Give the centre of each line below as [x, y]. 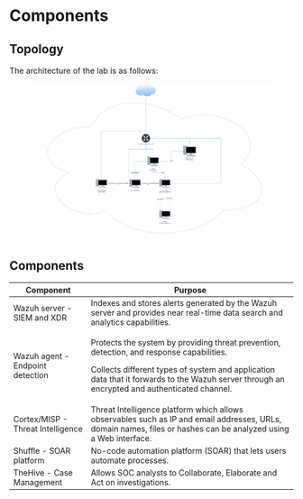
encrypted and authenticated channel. [161, 389]
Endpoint [30, 365]
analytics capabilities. [131, 322]
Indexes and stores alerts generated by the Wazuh [184, 303]
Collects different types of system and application [183, 370]
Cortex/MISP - [41, 419]
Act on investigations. [131, 483]
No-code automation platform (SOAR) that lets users [188, 450]
